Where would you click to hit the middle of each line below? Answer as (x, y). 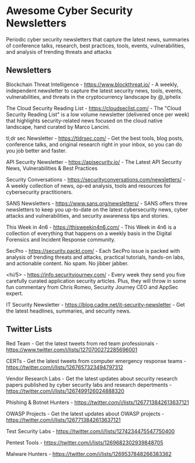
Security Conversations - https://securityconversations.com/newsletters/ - (96, 179)
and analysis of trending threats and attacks (59, 52)
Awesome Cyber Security (69, 11)
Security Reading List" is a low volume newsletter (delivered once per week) (98, 114)
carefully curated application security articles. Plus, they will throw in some (96, 281)
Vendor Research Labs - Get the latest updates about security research (92, 378)
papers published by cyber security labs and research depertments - (89, 385)
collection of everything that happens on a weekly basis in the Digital (89, 233)
